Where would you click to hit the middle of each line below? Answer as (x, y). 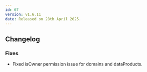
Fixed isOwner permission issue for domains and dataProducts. (77, 64)
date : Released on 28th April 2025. (43, 19)
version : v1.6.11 (23, 14)
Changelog (23, 39)
